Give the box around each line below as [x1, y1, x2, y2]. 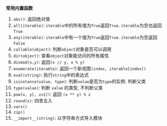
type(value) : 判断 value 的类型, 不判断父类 [13, 85, 103, 91]
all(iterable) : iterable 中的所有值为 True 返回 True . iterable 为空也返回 [13, 23, 162, 28]
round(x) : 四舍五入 [13, 98, 53, 103]
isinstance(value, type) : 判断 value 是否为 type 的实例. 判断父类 [13, 78, 146, 84]
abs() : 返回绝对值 [13, 16, 50, 22]
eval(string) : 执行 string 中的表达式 [13, 72, 89, 78]
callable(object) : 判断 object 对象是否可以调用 [13, 46, 112, 52]
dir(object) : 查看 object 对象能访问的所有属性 [13, 52, 109, 59]
